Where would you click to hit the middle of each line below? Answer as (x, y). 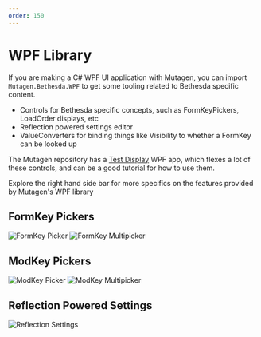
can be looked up (48, 144)
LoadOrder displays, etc (59, 118)
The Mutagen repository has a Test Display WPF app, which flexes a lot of (129, 159)
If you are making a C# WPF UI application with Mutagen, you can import (128, 77)
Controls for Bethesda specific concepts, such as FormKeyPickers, (129, 109)
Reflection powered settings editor (76, 127)
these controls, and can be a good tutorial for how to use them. (111, 168)
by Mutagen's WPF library (51, 192)
